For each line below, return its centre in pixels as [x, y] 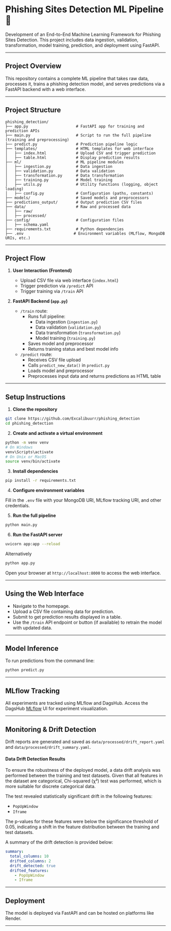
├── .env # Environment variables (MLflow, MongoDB [85, 233]
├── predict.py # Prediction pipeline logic [72, 144]
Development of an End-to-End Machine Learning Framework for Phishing [83, 34]
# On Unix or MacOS [26, 457]
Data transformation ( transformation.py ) [78, 333]
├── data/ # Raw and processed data [68, 207]
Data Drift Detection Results [35, 758]
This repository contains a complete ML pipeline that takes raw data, [77, 78]
